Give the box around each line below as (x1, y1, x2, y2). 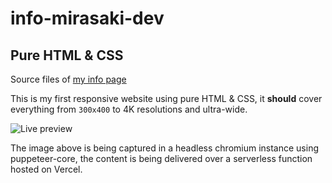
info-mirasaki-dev (10, 7, 165, 30)
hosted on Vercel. (10, 163, 83, 175)
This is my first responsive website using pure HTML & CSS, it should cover (10, 93, 323, 104)
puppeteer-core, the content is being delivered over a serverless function (10, 153, 313, 164)
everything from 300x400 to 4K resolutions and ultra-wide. (10, 103, 248, 115)
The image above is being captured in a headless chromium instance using (10, 142, 320, 154)
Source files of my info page (10, 73, 127, 85)
